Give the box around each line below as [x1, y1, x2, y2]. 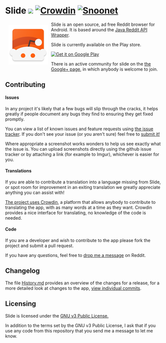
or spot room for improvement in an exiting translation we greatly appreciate [5, 184, 161, 190]
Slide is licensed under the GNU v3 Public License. [5, 313, 109, 319]
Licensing [5, 300, 36, 308]
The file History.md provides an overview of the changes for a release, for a [5, 280, 160, 286]
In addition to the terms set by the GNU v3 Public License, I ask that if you [5, 322, 156, 328]
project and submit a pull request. [5, 243, 74, 249]
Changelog [5, 266, 40, 275]
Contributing [5, 81, 46, 89]
